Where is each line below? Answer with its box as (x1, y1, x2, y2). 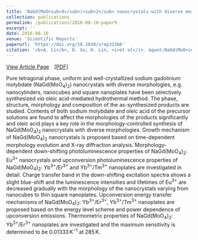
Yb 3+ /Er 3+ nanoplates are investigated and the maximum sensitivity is (6, 219, 176, 228)
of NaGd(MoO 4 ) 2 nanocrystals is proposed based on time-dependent (6, 134, 175, 142)
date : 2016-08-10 (6, 31, 49, 37)
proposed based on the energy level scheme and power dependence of (6, 206, 181, 213)
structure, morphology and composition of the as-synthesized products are (6, 101, 190, 108)
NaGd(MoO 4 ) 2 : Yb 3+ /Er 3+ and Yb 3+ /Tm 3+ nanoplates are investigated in (6, 163, 182, 172)
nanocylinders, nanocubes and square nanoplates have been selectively (6, 88, 181, 96)
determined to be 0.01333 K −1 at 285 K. (6, 227, 101, 235)
